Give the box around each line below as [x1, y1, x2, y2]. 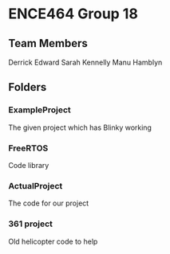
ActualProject [8, 180, 63, 191]
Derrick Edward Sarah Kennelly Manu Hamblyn [8, 57, 163, 67]
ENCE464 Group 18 [8, 5, 138, 23]
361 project [8, 218, 53, 229]
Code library [8, 160, 49, 170]
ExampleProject [8, 104, 72, 115]
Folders [8, 80, 47, 94]
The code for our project [8, 198, 89, 208]
